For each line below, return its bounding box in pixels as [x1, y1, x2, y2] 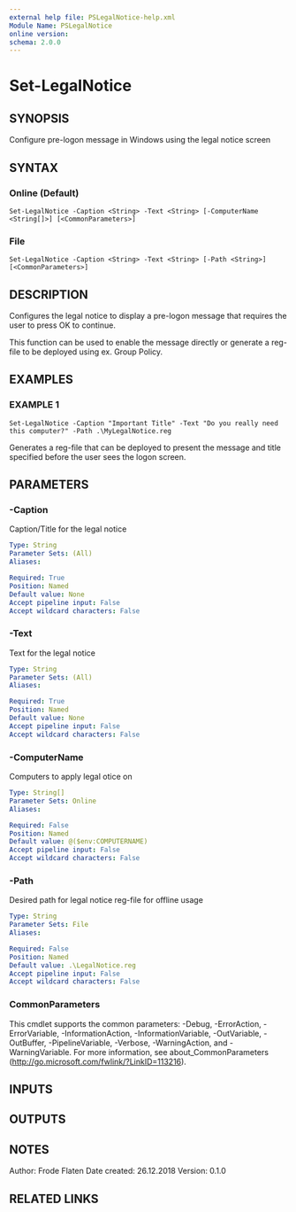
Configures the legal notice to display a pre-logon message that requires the [9, 311, 287, 322]
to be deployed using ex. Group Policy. [22, 346, 163, 357]
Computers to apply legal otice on [9, 772, 133, 782]
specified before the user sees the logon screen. [9, 451, 186, 462]
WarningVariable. [9, 1046, 72, 1057]
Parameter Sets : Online [9, 796, 97, 805]
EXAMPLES [9, 372, 73, 387]
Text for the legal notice [9, 648, 95, 658]
